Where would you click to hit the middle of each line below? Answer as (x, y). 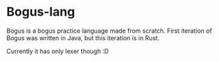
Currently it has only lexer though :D (58, 51)
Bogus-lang (41, 12)
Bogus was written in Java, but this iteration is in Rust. (83, 37)
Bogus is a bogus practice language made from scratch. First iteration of (109, 31)
